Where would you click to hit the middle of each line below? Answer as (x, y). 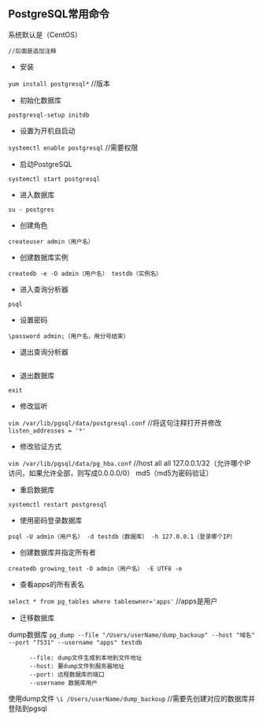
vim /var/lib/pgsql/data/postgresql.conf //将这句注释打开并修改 (115, 422)
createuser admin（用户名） (51, 242)
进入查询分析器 (44, 289)
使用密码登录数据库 (51, 520)
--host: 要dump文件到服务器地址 (76, 666)
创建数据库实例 (44, 257)
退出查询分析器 (44, 351)
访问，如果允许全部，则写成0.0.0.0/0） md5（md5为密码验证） (111, 473)
